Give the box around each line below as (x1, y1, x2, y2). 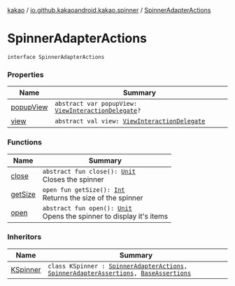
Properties (7, 69, 44, 79)
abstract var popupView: (55, 100, 138, 108)
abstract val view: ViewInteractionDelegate (55, 117, 206, 125)
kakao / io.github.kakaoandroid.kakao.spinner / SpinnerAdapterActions (7, 6, 211, 14)
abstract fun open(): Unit (42, 204, 133, 212)
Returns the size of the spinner (42, 193, 143, 203)
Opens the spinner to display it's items (42, 211, 169, 221)
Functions (7, 137, 42, 147)
